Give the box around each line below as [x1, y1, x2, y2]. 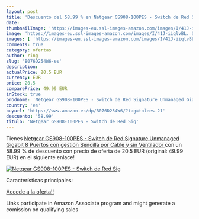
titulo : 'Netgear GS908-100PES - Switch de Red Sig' [6, 119, 139, 125]
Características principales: [6, 177, 73, 184]
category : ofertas [6, 47, 52, 53]
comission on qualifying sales [6, 206, 79, 213]
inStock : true [6, 91, 41, 97]
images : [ [6, 36, 31, 42]
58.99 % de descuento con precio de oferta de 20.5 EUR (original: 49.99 [6, 147, 184, 154]
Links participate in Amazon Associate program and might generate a [6, 199, 175, 207]
